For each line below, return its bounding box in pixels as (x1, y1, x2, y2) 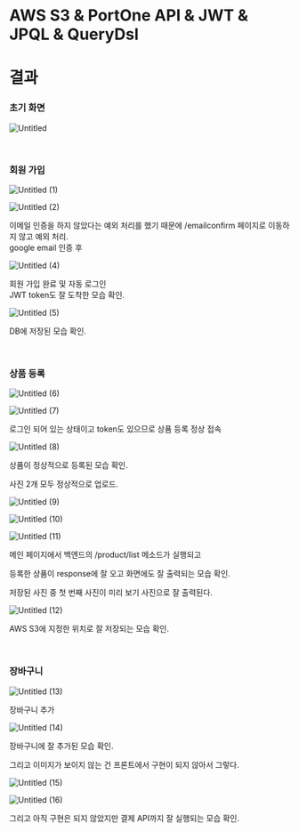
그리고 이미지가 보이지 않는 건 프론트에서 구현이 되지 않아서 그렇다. (9, 759, 239, 770)
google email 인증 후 (9, 242, 83, 253)
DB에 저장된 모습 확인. (9, 326, 87, 336)
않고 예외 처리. (18, 230, 69, 241)
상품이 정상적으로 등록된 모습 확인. (9, 460, 128, 471)
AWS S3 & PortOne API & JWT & (9, 5, 249, 26)
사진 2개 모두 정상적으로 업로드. (9, 479, 118, 489)
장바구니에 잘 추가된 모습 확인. (9, 740, 114, 751)
